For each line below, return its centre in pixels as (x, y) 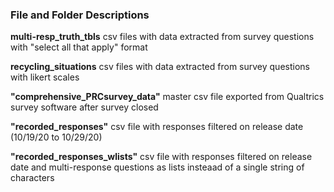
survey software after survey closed (84, 107)
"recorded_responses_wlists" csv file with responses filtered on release (161, 157)
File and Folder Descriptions (80, 15)
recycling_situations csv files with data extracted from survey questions (160, 67)
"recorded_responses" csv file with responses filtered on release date (157, 127)
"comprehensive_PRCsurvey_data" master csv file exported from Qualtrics (167, 97)
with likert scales (45, 77)
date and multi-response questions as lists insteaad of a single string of (157, 167)
